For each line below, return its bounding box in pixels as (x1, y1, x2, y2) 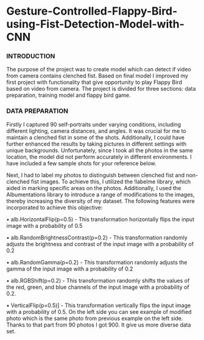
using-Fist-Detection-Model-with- (6, 17, 185, 31)
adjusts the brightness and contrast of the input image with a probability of (6, 240, 194, 247)
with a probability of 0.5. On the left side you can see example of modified (6, 308, 192, 315)
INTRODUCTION (6, 52, 55, 60)
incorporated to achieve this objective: (6, 204, 103, 211)
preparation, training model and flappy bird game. (6, 91, 131, 99)
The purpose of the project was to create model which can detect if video (6, 66, 191, 73)
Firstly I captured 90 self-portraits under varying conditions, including (6, 121, 181, 128)
